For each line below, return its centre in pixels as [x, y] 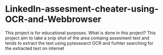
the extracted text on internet [35, 48]
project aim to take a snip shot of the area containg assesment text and [77, 38]
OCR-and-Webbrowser [53, 19]
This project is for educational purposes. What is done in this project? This [81, 33]
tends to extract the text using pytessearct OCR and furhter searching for [79, 43]
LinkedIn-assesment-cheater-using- [82, 9]
